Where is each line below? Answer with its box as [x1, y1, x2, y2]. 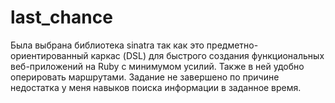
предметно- [206, 39, 259, 51]
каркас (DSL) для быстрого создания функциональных [90, 49, 325, 61]
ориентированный [10, 49, 89, 61]
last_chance [10, 6, 113, 29]
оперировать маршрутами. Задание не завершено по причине [10, 71, 280, 83]
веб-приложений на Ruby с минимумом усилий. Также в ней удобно [10, 60, 305, 72]
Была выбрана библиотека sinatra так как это [10, 39, 205, 51]
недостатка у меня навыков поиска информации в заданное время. [10, 81, 302, 93]
